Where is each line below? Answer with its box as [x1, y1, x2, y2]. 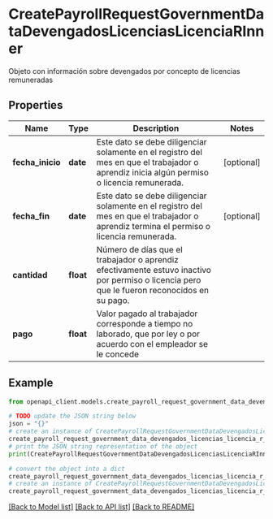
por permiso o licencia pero [96, 274, 201, 285]
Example [8, 376, 54, 390]
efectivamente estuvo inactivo [96, 264, 211, 275]
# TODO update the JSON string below [8, 412, 136, 421]
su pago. [96, 294, 130, 305]
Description [132, 123, 180, 134]
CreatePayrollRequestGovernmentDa [8, 5, 265, 24]
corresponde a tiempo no [96, 318, 193, 329]
